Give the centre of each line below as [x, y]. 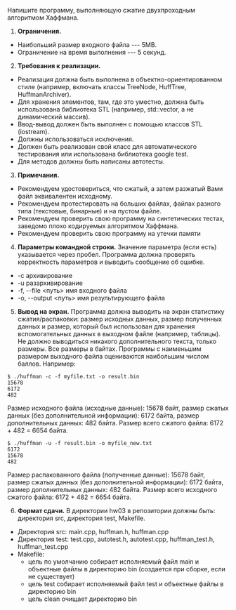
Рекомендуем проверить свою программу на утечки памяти [109, 233]
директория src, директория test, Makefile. [81, 518]
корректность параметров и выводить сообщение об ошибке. [111, 262]
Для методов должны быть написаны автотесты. [91, 161]
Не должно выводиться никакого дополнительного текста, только [117, 341]
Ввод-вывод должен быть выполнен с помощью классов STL [110, 124]
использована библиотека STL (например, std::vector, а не [106, 109]
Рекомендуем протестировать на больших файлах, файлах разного [119, 204]
